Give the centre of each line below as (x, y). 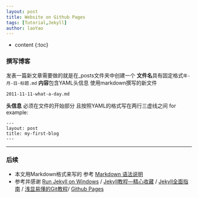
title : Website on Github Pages (46, 17)
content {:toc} (32, 45)
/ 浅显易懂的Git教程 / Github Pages (63, 189)
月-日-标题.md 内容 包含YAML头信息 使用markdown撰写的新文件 (82, 83)
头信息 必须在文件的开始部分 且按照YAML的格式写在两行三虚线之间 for (91, 106)
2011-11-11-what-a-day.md (38, 94)
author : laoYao (25, 28)
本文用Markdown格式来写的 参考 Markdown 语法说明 (79, 174)
